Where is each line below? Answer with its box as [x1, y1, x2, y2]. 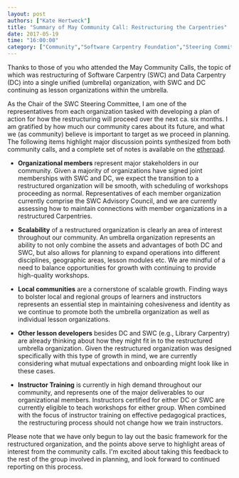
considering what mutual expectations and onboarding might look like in [17, 359, 229, 368]
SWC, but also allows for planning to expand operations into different [17, 249, 221, 256]
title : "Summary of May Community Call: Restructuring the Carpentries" [7, 24, 228, 31]
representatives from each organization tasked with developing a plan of [7, 108, 221, 115]
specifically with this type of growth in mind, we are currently [17, 352, 198, 360]
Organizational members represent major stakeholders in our [17, 159, 199, 167]
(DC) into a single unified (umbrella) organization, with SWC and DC [7, 78, 206, 86]
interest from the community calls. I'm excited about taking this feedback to [7, 447, 229, 456]
